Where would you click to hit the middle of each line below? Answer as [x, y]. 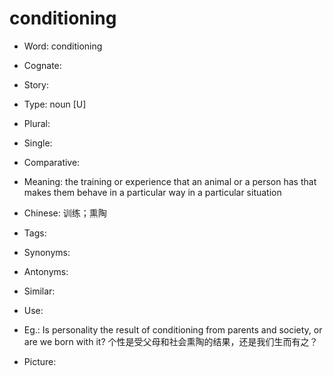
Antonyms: [46, 271]
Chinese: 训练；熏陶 [65, 213]
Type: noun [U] [55, 104]
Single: [38, 143]
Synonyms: [47, 252]
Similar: [39, 291]
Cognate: [42, 65]
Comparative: [52, 162]
